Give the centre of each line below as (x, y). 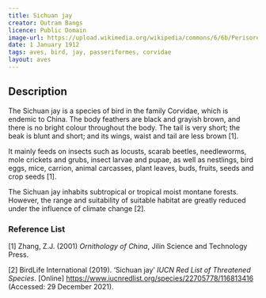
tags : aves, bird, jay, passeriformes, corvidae (90, 52)
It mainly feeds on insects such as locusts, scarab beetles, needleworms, (127, 151)
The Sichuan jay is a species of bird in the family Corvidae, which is (118, 111)
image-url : (26, 38)
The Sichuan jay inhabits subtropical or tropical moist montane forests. (123, 191)
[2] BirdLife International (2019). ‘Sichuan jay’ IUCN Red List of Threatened (129, 270)
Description (38, 92)
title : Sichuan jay (40, 15)
